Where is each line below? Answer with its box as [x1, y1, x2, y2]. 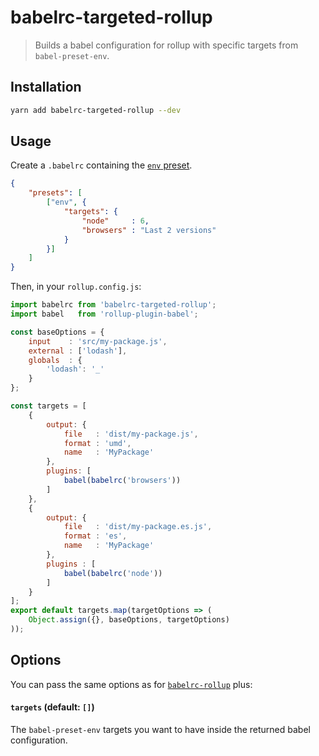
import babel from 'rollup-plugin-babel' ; [10, 309, 199, 320]
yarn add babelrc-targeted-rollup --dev [10, 105, 182, 115]
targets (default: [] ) [10, 701, 95, 713]
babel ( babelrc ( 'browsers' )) [63, 476, 182, 486]
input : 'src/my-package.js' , [28, 336, 168, 346]
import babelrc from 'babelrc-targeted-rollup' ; [10, 300, 217, 310]
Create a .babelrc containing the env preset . [10, 159, 193, 171]
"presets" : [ [28, 188, 83, 198]
